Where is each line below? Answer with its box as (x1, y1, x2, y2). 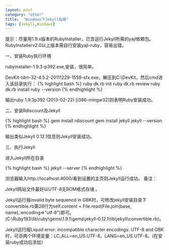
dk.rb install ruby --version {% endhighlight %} (5, 86, 103, 92)
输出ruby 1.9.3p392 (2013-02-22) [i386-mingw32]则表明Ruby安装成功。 (5, 97, 155, 103)
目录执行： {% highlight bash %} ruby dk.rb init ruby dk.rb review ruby (14, 81, 160, 87)
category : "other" (5, 12, 44, 17)
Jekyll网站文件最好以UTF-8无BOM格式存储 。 (5, 186, 100, 192)
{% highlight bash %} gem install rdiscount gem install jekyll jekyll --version (5, 118, 162, 124)
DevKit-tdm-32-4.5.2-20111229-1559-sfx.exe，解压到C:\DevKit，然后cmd (5, 74, 159, 81)
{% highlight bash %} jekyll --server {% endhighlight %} (5, 165, 123, 171)
